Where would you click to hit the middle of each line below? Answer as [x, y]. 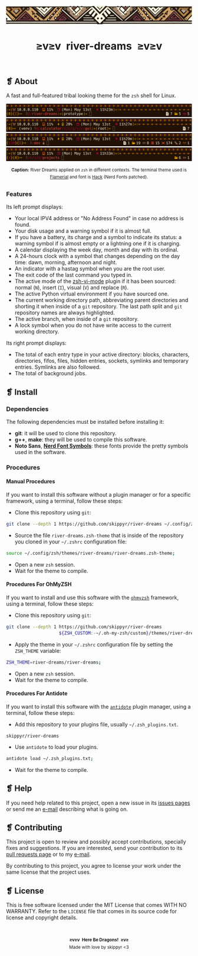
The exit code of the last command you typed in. [73, 275]
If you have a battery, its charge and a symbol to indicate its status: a [98, 237]
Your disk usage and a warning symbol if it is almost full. [83, 231]
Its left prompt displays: [35, 207]
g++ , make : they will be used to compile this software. [81, 439]
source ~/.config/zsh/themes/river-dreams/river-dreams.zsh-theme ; [91, 553]
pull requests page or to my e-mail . [49, 854]
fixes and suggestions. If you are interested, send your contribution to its [94, 848]
